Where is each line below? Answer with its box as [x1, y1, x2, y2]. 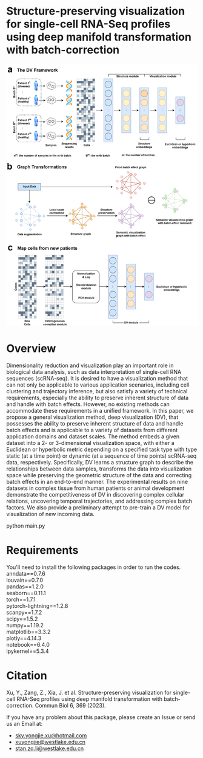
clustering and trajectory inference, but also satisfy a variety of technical [6, 387, 188, 395]
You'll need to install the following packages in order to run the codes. [6, 563, 181, 571]
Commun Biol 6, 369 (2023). [35, 701, 106, 709]
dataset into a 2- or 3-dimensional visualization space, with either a [6, 439, 175, 446]
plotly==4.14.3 [6, 634, 42, 642]
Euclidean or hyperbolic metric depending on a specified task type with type [6, 446, 198, 453]
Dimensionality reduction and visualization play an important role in [6, 362, 174, 369]
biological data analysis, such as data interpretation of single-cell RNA [6, 368, 182, 375]
